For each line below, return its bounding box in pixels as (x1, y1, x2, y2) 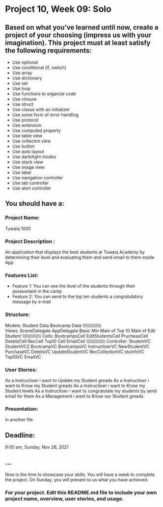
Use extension (12, 122, 42, 128)
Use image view (12, 164, 45, 170)
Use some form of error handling (12, 112, 79, 117)
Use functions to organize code (12, 91, 76, 97)
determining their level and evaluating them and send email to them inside (5, 254, 155, 260)
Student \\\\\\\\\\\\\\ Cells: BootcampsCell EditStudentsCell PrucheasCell (5, 333, 148, 339)
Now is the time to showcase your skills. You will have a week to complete (5, 471, 155, 477)
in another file (5, 417, 33, 423)
